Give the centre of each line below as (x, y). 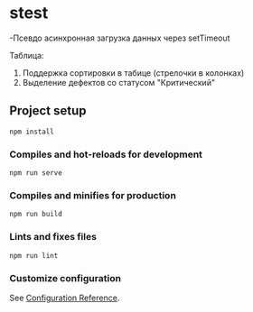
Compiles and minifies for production (93, 195)
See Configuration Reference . (65, 298)
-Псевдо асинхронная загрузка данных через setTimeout (120, 38)
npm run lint (34, 255)
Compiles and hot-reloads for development (106, 154)
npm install (32, 132)
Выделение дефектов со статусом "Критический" (118, 82)
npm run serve (36, 173)
